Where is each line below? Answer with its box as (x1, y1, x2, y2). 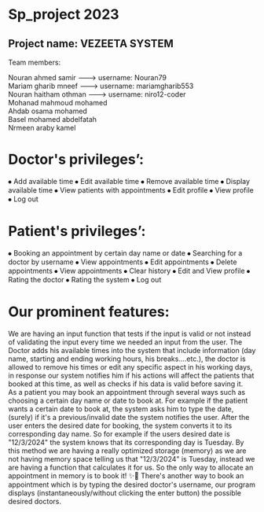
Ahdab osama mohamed (8, 106, 88, 116)
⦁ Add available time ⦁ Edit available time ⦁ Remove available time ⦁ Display (8, 176, 250, 186)
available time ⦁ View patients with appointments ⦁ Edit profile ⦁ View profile (8, 185, 254, 194)
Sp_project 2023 (8, 6, 119, 24)
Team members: (8, 57, 61, 67)
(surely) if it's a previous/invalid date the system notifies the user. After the (8, 412, 250, 422)
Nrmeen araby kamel (8, 123, 76, 132)
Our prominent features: (8, 303, 170, 321)
